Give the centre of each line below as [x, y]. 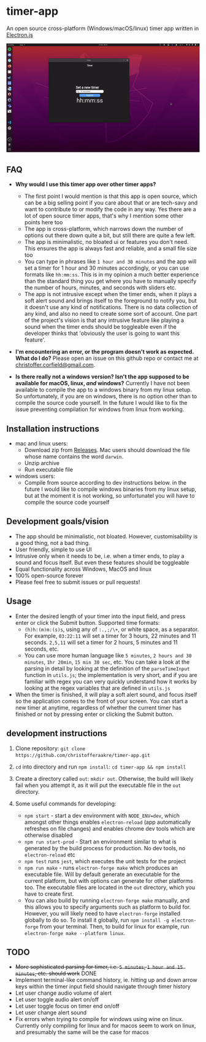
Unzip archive [42, 463]
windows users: [35, 476]
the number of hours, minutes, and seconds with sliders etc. [100, 288]
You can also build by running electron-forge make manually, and [107, 900]
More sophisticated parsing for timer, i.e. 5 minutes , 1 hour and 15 [99, 967]
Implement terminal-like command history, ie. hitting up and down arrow [106, 980]
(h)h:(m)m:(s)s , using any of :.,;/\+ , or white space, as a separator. [112, 629]
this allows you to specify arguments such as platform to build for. [108, 907]
